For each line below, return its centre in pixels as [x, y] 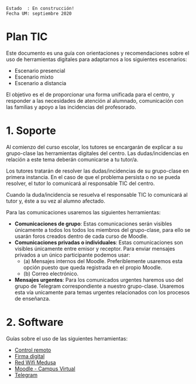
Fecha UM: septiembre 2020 [39, 14]
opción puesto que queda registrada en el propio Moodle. [93, 267]
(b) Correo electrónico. [51, 274]
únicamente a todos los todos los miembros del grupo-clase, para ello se [102, 230]
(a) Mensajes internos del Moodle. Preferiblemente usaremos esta [103, 261]
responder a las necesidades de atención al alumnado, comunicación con [95, 100]
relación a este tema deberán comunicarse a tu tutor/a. [72, 159]
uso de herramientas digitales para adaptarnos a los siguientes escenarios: [97, 59]
